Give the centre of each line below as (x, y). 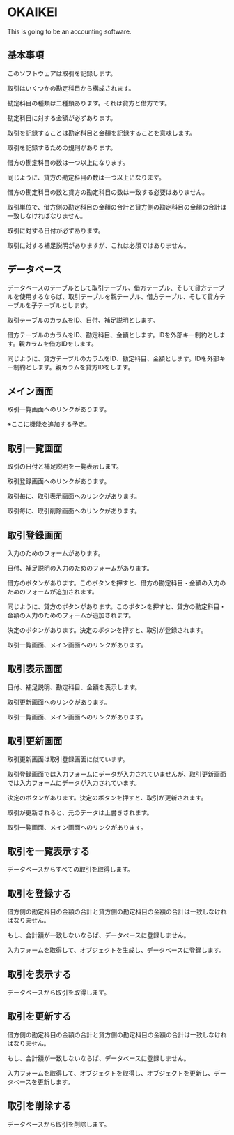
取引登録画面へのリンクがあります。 (59, 481)
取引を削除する (39, 1106)
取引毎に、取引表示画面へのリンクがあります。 (74, 496)
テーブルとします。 (64, 305)
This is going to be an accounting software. (69, 31)
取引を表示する (39, 974)
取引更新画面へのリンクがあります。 (59, 702)
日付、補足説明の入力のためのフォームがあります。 (80, 568)
